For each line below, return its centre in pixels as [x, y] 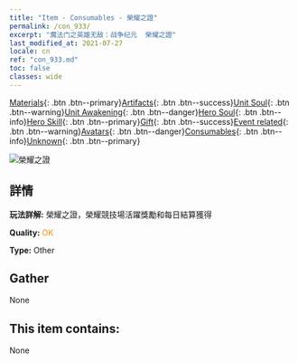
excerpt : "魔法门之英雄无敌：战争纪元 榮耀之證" [93, 34]
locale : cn [30, 52]
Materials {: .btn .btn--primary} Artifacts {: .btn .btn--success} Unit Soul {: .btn [150, 102]
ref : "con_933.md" [44, 60]
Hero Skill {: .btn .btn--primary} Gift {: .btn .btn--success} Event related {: [158, 121]
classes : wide [36, 77]
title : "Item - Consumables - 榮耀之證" [84, 18]
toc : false [30, 69]
